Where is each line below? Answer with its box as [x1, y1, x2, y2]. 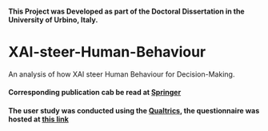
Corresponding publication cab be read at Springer [8, 88, 182, 97]
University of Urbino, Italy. [8, 14, 98, 24]
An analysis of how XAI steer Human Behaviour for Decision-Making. [8, 69, 235, 79]
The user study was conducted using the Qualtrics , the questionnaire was [8, 105, 260, 115]
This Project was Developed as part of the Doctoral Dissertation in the [8, 6, 246, 16]
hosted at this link [8, 114, 70, 124]
